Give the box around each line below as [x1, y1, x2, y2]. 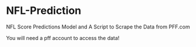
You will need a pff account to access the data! [6, 34, 120, 41]
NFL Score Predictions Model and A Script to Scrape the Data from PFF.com [6, 23, 190, 30]
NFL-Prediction [6, 4, 82, 17]
